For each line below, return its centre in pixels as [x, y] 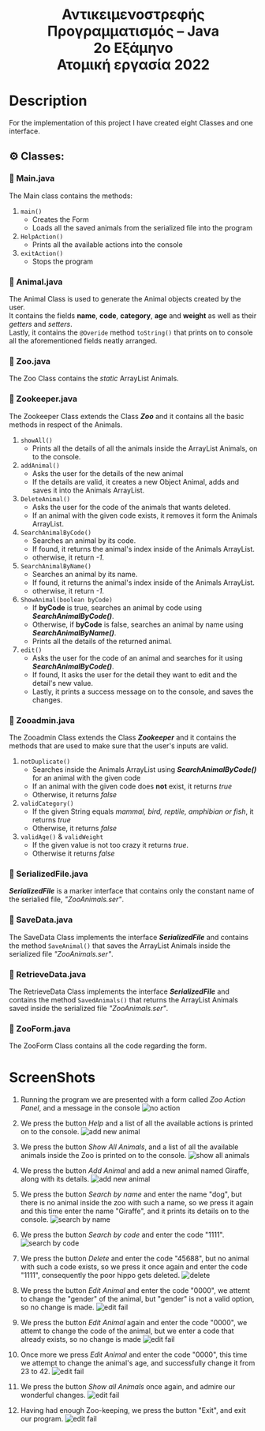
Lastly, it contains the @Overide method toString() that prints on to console [131, 332]
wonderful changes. [53, 1395]
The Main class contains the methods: [71, 196]
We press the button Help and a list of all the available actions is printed [136, 1123]
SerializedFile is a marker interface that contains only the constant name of [132, 891]
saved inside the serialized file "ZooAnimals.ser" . [89, 1008]
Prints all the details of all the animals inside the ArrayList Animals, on [145, 448]
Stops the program [63, 261]
